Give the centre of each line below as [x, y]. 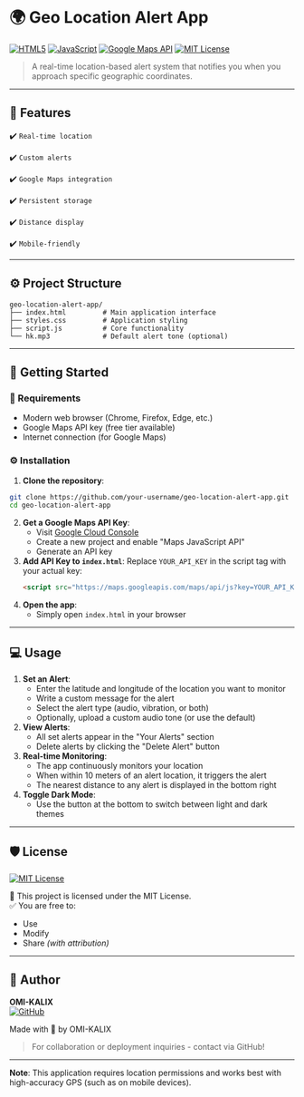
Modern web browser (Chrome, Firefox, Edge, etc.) [118, 418]
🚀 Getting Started [59, 372]
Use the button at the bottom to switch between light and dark [152, 804]
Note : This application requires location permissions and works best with [146, 1073]
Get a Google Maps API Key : [76, 523]
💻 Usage [35, 652]
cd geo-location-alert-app [60, 505]
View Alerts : [46, 727]
